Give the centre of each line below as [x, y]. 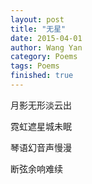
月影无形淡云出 [41, 105]
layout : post [37, 19]
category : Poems [44, 57]
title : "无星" [38, 29]
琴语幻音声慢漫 [41, 147]
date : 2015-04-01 [46, 38]
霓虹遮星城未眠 [41, 126]
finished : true [42, 76]
